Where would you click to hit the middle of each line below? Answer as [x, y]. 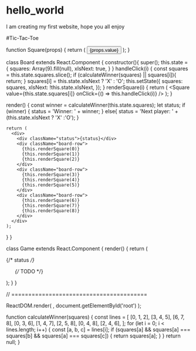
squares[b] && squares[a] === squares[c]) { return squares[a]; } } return [93, 336]
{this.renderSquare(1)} [51, 154]
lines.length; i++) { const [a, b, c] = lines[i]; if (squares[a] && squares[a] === [98, 329]
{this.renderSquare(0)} [51, 149]
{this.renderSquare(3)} [51, 174]
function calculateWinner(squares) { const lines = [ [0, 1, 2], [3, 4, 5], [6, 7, [95, 317]
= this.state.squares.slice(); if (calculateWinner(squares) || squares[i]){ [91, 75]
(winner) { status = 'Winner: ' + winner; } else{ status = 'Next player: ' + [92, 111]
